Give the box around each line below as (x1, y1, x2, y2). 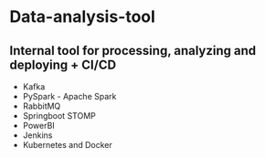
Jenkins (22, 130, 53, 141)
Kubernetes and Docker (22, 140, 112, 150)
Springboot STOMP (22, 111, 96, 121)
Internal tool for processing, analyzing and (9, 43, 257, 58)
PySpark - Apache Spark (22, 91, 117, 101)
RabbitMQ (22, 100, 61, 111)
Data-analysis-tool (9, 6, 155, 27)
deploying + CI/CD (9, 57, 117, 72)
